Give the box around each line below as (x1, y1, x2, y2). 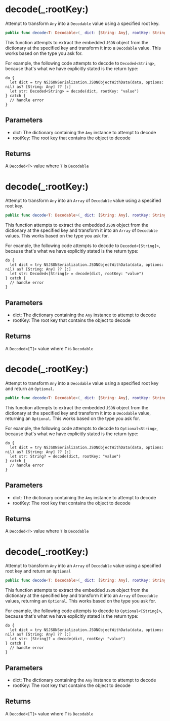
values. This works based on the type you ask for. (5, 233, 109, 239)
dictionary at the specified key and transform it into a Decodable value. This (5, 45, 161, 51)
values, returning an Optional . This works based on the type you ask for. (5, 598, 156, 604)
